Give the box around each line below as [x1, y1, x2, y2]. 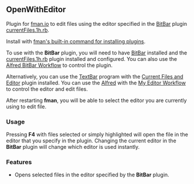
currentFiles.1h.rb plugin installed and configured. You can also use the [6, 55, 178, 62]
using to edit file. [6, 103, 47, 110]
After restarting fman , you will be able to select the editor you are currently [6, 97, 187, 104]
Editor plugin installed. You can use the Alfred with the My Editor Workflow [6, 79, 186, 86]
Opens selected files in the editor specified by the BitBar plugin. [14, 171, 169, 178]
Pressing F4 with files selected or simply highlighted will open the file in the [6, 131, 189, 138]
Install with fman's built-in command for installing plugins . [6, 38, 145, 45]
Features [6, 158, 32, 166]
